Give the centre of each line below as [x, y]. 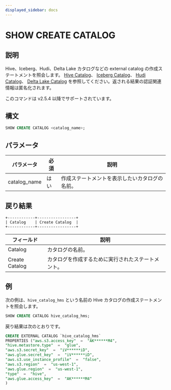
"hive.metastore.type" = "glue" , [43, 345]
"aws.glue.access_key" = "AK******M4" [49, 379]
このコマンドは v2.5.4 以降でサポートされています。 [60, 98]
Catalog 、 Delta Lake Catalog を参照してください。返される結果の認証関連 [83, 81]
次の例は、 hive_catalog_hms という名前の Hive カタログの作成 [70, 300]
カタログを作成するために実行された [90, 259]
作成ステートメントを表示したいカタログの [112, 178]
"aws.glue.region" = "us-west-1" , [44, 369]
